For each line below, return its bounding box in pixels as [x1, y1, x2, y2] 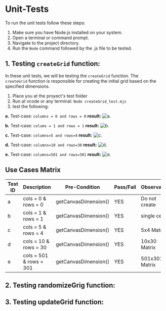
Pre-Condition [65, 183, 100, 190]
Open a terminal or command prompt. [12, 35, 89, 41]
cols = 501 [23, 252, 48, 259]
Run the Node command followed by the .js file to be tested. [12, 45, 132, 51]
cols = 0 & [23, 195, 46, 202]
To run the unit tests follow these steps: [5, 20, 85, 26]
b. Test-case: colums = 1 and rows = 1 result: [5, 122, 99, 128]
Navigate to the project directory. [12, 40, 80, 46]
